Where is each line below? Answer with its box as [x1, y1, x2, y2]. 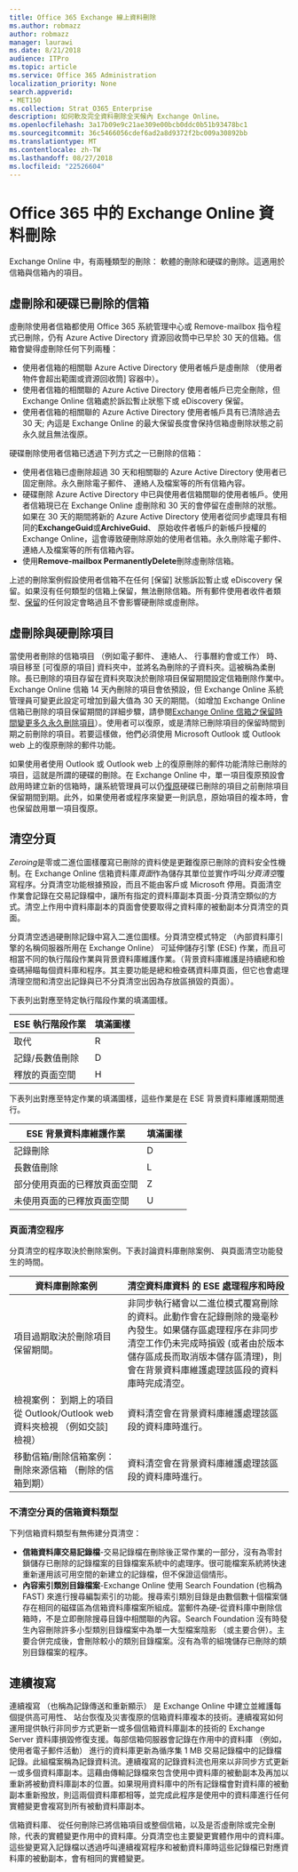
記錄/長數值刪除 [13, 1051, 80, 1064]
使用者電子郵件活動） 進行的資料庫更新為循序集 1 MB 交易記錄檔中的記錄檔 [9, 1745, 282, 1756]
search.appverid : [9, 87, 74, 96]
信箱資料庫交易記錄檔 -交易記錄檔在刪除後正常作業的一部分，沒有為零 [21, 1547, 275, 1557]
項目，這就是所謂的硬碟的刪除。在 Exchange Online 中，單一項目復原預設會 [9, 769, 286, 780]
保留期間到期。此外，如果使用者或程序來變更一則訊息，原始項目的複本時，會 [9, 791, 289, 802]
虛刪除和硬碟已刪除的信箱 [9, 295, 149, 311]
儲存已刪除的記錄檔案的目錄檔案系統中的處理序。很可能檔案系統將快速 [29, 1558, 286, 1569]
